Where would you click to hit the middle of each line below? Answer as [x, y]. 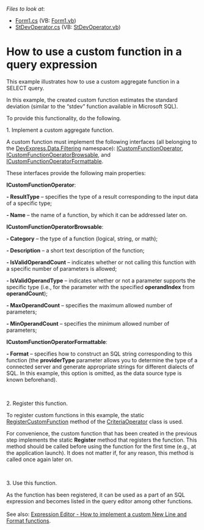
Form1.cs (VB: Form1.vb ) [46, 20]
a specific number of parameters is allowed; [62, 268]
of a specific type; [29, 203]
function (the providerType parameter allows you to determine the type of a [102, 360]
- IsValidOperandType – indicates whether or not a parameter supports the [101, 281]
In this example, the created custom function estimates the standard [92, 99]
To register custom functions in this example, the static [75, 415]
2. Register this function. [37, 403]
